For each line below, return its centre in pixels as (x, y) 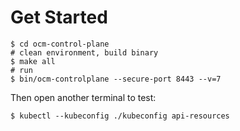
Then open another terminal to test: (83, 97)
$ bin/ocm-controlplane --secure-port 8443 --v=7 (116, 79)
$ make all (33, 61)
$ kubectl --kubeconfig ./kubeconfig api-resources (120, 116)
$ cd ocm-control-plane (60, 44)
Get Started (59, 17)
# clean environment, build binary (84, 52)
